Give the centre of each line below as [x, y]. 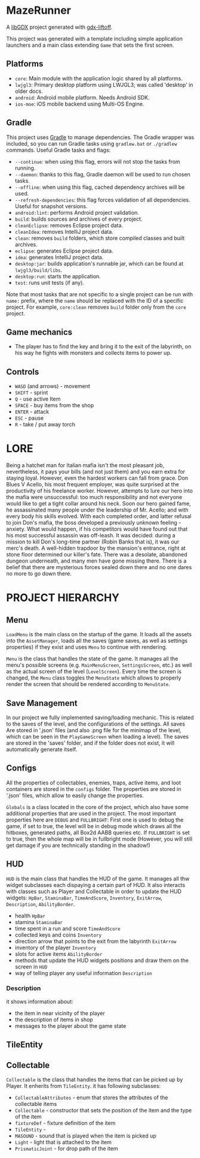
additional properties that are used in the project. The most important [91, 813]
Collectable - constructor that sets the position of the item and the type [103, 1111]
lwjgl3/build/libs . [39, 270]
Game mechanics [39, 332]
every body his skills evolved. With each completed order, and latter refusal [99, 516]
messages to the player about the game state [70, 1025]
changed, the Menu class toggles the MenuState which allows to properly [94, 678]
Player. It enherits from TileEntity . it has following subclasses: [84, 1086]
